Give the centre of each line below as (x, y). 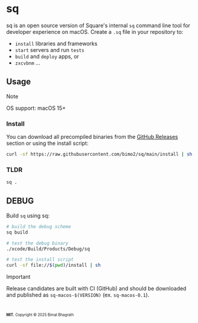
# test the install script (40, 260)
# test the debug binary (37, 243)
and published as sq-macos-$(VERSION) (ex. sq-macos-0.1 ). (78, 295)
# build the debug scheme (39, 226)
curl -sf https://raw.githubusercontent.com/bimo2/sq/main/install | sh (99, 155)
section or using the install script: (48, 143)
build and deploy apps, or (47, 56)
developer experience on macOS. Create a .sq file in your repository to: (95, 31)
